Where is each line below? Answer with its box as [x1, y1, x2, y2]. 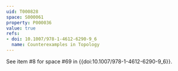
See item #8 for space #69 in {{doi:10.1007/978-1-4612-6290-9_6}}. [6, 57, 173, 65]
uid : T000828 [6, 8, 39, 15]
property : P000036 [6, 20, 52, 25]
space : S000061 [6, 14, 44, 20]
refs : [6, 31, 20, 37]
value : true [6, 25, 36, 31]
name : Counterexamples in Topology [11, 42, 100, 48]
